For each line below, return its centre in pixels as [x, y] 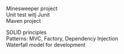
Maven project [24, 21]
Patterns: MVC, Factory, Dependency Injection [62, 38]
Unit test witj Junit [28, 15]
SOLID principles [26, 32]
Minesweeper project [32, 9]
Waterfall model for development [46, 45]
